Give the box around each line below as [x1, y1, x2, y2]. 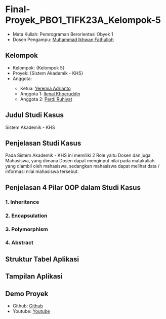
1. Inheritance [5, 198, 39, 205]
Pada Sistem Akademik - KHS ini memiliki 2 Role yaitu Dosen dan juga [5, 152, 151, 158]
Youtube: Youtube [12, 308, 51, 314]
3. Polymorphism [5, 226, 48, 233]
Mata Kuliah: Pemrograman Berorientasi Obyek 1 [12, 31, 113, 37]
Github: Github [12, 303, 43, 309]
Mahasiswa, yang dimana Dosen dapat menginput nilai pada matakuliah [5, 158, 155, 164]
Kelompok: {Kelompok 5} [12, 64, 65, 70]
